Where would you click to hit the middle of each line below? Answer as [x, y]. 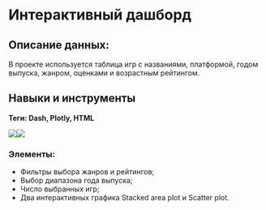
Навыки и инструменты [72, 99]
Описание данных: [59, 45]
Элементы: [32, 154]
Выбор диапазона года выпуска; [76, 181]
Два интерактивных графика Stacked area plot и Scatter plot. [124, 198]
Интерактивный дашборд [100, 15]
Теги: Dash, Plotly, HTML [51, 118]
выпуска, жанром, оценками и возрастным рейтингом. [104, 73]
